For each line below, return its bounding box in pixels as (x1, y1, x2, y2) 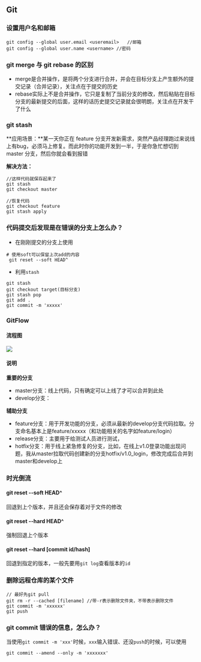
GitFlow (6, 316, 29, 324)
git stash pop (6, 291, 42, 298)
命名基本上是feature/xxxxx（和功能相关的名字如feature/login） (20, 427, 176, 434)
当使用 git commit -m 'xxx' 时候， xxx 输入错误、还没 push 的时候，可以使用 (6, 638, 187, 645)
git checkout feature (6, 204, 61, 210)
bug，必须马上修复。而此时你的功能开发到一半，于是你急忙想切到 (16, 142, 179, 150)
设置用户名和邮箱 (6, 24, 56, 32)
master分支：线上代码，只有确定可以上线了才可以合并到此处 (14, 387, 164, 394)
